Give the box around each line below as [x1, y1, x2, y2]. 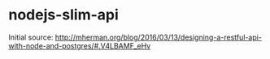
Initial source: [8, 32, 54, 42]
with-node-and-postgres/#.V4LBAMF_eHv [8, 40, 151, 50]
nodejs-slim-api [8, 6, 120, 24]
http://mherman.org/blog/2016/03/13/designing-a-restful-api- [54, 32, 263, 42]
